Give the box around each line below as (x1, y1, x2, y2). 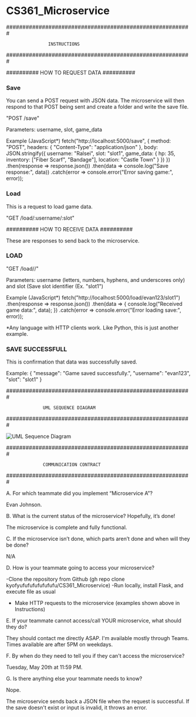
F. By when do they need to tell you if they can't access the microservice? (6, 652, 185, 659)
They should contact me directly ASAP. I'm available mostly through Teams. (6, 635, 190, 642)
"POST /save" (6, 115, 40, 122)
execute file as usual (6, 588, 56, 595)
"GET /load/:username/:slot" (6, 214, 75, 221)
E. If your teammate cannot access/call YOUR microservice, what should (6, 617, 182, 624)
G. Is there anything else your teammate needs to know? (6, 675, 143, 682)
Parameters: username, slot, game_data (6, 126, 103, 133)
